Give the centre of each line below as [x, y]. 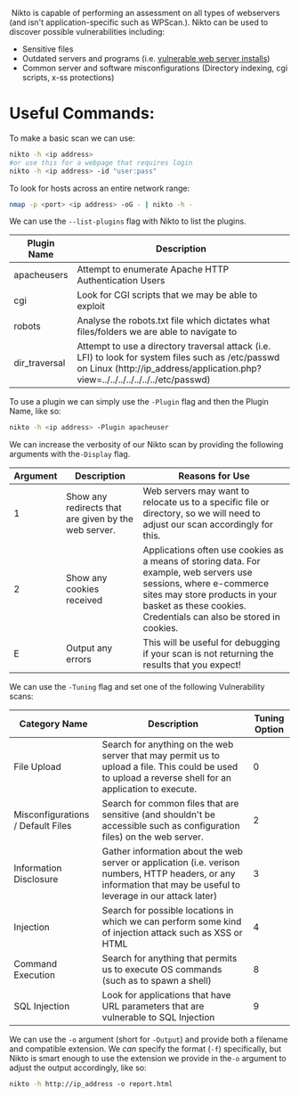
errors [79, 659]
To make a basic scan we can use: [72, 138]
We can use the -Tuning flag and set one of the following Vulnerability [137, 687]
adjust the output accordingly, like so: [78, 1068]
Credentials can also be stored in [211, 617]
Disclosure [36, 880]
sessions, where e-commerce [206, 584]
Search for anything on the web [168, 745]
